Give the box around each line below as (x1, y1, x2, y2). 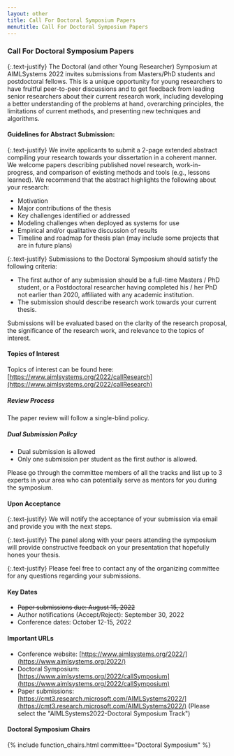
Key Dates (7, 587, 38, 596)
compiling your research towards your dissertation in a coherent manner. (7, 153, 217, 162)
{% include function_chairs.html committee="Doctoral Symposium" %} (7, 741, 211, 749)
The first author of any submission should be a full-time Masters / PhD (17, 276, 220, 284)
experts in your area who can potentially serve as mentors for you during (7, 476, 217, 485)
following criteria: (7, 262, 57, 270)
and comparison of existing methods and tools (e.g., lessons (36, 168, 211, 176)
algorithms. (7, 114, 40, 122)
